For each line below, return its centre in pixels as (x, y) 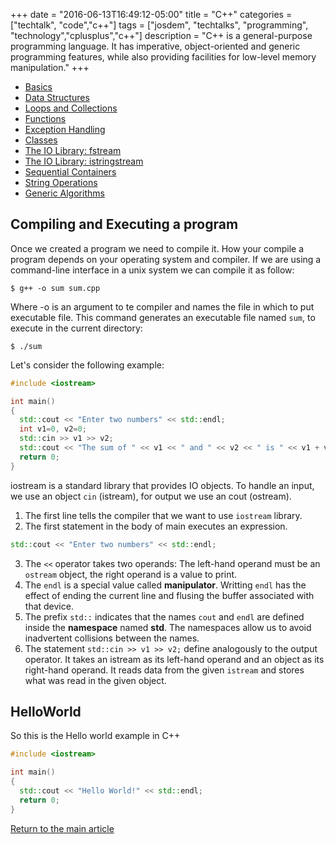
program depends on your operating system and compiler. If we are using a (166, 259)
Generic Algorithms (64, 193)
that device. (49, 606)
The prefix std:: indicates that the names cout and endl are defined (164, 616)
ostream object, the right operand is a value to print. (131, 574)
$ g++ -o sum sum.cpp (55, 288)
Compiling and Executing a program (124, 224)
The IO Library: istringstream (84, 161)
